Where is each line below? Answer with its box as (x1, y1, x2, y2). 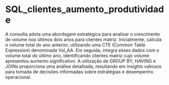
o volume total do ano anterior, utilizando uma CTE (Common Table (5, 41, 146, 48)
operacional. (5, 74, 31, 80)
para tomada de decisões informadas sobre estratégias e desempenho (5, 68, 154, 74)
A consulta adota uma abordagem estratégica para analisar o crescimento (5, 31, 160, 37)
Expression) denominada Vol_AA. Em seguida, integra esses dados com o (5, 47, 159, 53)
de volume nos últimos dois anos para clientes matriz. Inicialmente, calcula (5, 36, 162, 42)
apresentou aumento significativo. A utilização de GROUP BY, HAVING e (5, 58, 156, 64)
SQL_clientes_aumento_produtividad (5, 4, 164, 15)
